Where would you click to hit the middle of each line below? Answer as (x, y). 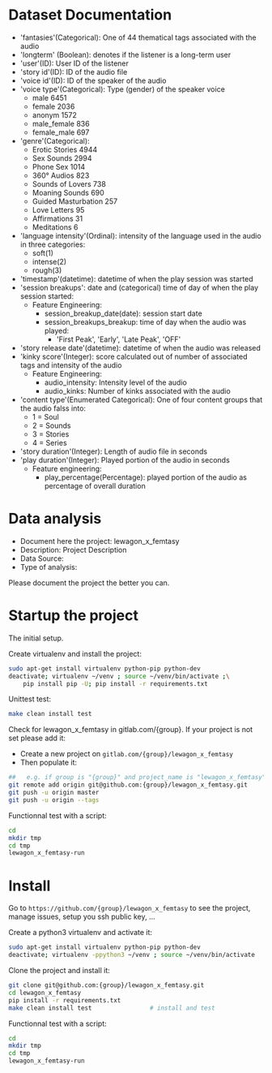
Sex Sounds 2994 (62, 158)
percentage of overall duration (95, 485)
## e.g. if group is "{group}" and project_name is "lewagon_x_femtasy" (137, 778)
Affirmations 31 (57, 218)
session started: (47, 296)
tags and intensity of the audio (71, 365)
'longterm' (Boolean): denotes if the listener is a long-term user (125, 54)
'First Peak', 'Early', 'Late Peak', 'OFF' (119, 339)
